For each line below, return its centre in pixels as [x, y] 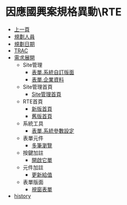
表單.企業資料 [48, 79]
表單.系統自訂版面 [53, 72]
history [23, 196]
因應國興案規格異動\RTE [63, 12]
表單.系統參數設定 [53, 131]
